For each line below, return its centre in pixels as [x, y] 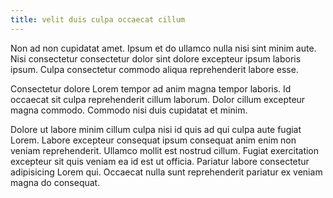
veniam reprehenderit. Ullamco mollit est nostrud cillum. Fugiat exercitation [165, 150]
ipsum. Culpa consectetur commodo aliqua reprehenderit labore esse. [154, 69]
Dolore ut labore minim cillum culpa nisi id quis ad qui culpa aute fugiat [156, 129]
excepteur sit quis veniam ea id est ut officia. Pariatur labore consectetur [160, 161]
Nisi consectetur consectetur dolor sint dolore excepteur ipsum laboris [156, 58]
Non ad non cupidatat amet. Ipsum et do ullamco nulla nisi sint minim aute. [163, 48]
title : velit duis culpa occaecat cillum [98, 19]
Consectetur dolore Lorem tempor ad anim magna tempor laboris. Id [151, 88]
